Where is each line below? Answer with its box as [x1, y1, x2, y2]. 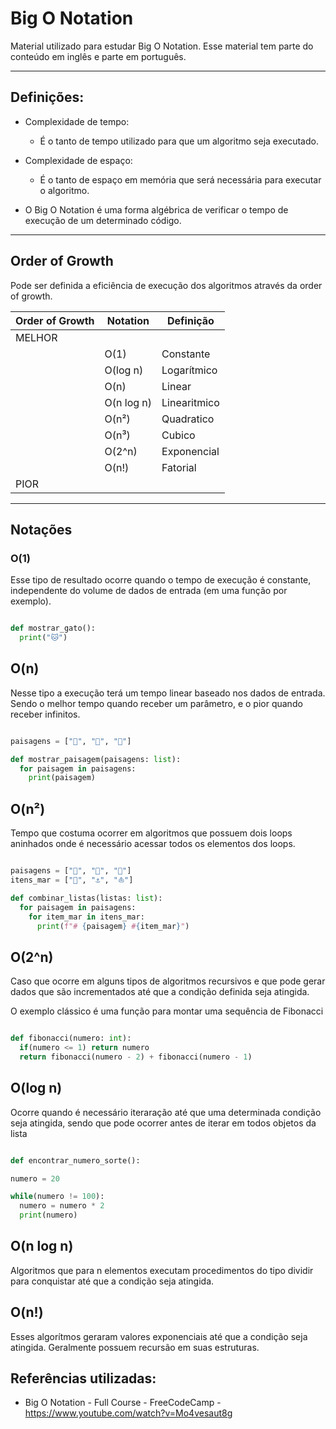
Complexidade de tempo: [24, 115, 130, 127]
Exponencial [161, 444, 220, 458]
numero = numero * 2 [19, 1201, 105, 1211]
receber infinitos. [10, 708, 81, 720]
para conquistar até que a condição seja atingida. [10, 1275, 215, 1287]
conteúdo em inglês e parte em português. [10, 50, 187, 62]
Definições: [10, 89, 85, 106]
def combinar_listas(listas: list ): [10, 893, 163, 903]
